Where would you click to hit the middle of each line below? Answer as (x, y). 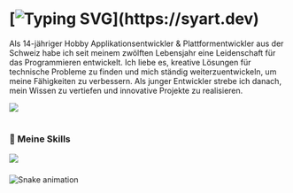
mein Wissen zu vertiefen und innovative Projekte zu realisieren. (126, 90)
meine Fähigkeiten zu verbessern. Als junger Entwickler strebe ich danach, (145, 81)
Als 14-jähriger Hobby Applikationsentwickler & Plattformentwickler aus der (146, 43)
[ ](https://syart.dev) (134, 19)
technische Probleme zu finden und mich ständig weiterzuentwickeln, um (143, 72)
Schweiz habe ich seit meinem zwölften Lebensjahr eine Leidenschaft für (143, 52)
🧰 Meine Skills (40, 139)
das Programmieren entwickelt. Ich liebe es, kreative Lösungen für (130, 62)
